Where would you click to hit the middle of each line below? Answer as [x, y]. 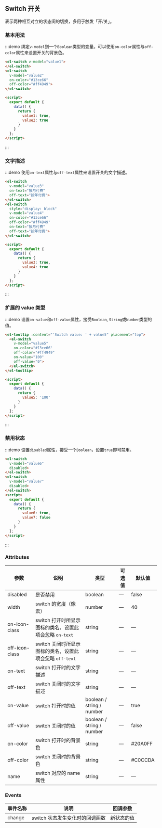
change [16, 818]
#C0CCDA [143, 760]
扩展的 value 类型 [25, 308]
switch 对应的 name [58, 773]
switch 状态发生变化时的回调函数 [69, 818]
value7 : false [36, 518]
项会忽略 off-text [56, 658]
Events [13, 795]
